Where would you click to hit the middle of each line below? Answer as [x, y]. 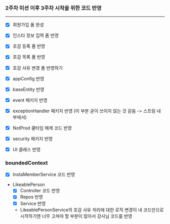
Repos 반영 [31, 197]
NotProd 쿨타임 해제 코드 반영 [42, 128]
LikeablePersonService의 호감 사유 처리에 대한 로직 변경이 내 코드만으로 [92, 210]
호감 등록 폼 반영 [29, 46]
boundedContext [27, 163]
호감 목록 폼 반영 [29, 57]
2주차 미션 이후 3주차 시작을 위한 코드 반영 [53, 8]
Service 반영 [33, 203]
